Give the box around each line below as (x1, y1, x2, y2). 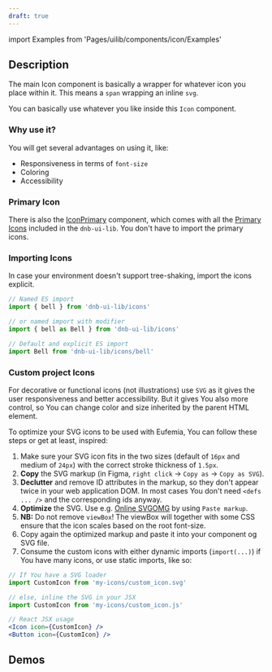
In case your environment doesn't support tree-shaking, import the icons (8, 270, 252, 281)
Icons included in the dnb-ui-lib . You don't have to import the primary (8, 223, 244, 233)
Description (8, 58, 69, 72)
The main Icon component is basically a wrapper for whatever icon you (8, 79, 246, 90)
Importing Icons (8, 252, 73, 263)
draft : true (8, 11, 49, 20)
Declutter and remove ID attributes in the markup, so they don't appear (19, 477, 259, 487)
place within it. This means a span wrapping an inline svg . (8, 88, 199, 98)
